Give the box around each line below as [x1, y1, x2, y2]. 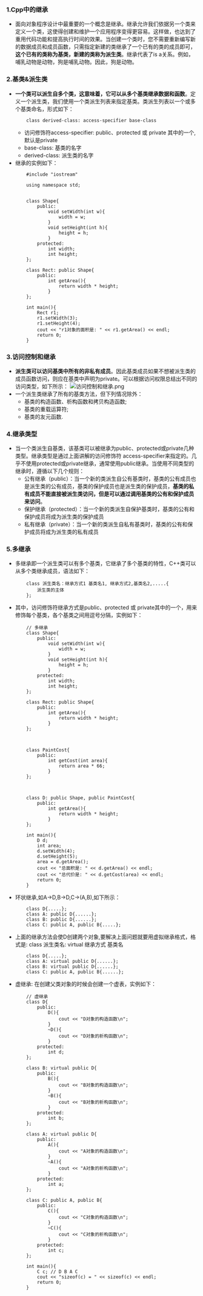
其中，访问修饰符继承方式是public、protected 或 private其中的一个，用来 [15, 604, 198, 612]
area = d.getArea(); [37, 859, 89, 865]
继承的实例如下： [15, 159, 58, 167]
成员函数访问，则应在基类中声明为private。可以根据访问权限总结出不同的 [15, 375, 198, 382]
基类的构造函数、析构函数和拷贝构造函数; [24, 398, 127, 405]
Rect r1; [37, 309, 59, 315]
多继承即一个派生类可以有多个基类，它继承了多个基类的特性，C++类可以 [15, 560, 196, 567]
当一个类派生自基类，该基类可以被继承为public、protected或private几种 [15, 445, 195, 452]
